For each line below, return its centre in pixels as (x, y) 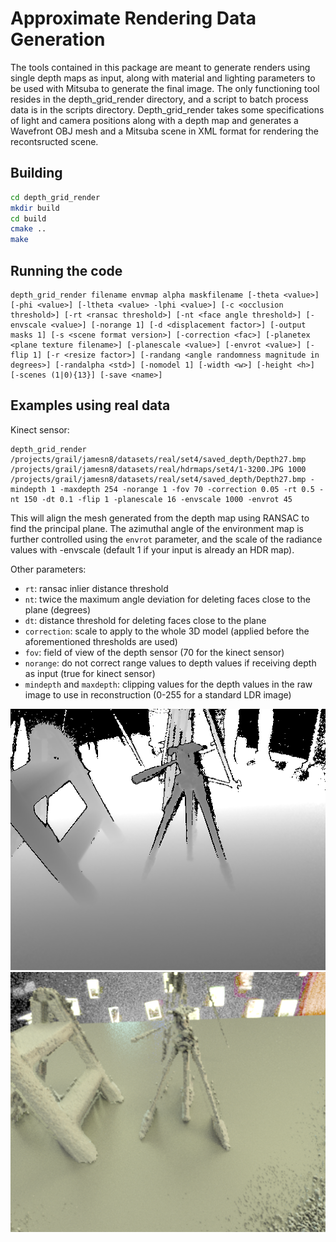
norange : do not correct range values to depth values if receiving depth (170, 663)
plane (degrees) (58, 609)
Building (36, 173)
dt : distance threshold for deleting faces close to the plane (145, 620)
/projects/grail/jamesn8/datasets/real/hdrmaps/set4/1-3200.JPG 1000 (158, 469)
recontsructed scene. (54, 141)
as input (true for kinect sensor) (90, 673)
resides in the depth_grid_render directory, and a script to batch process (159, 99)
